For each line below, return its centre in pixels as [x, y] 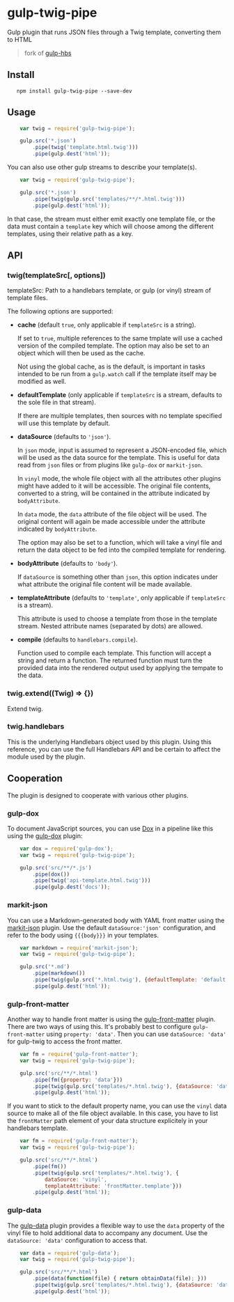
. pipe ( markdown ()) [59, 973]
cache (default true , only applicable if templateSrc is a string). [107, 325]
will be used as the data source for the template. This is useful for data [118, 458]
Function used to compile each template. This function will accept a [114, 653]
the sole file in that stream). [56, 403]
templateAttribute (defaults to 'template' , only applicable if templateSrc [122, 598]
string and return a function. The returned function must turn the [110, 660]
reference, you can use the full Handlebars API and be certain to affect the [114, 749]
